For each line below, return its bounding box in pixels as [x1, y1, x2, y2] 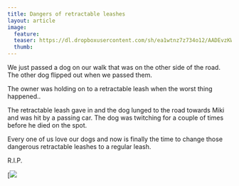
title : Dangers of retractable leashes [7, 10, 126, 18]
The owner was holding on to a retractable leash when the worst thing [7, 85, 213, 93]
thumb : [14, 43, 33, 51]
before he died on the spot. [7, 121, 87, 129]
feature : [14, 30, 40, 38]
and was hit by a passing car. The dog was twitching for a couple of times [7, 113, 224, 122]
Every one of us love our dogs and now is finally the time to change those [7, 135, 223, 143]
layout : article [7, 17, 55, 24]
